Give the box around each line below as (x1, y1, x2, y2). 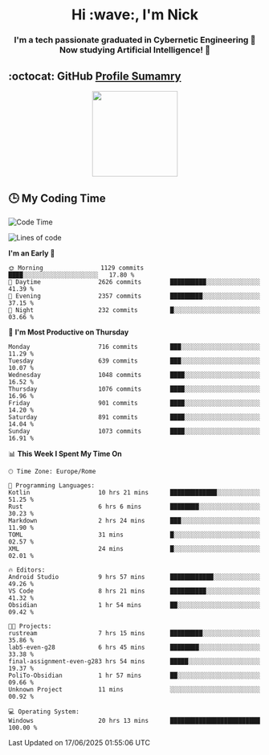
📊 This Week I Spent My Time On (8, 449, 122, 458)
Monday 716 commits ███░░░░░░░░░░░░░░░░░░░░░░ (8, 343, 261, 351)
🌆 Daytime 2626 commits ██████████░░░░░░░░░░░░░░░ (8, 277, 261, 286)
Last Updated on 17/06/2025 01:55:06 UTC (8, 737, 151, 747)
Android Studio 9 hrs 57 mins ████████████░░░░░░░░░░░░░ (8, 572, 261, 581)
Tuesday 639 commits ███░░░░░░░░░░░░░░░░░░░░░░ (8, 356, 261, 365)
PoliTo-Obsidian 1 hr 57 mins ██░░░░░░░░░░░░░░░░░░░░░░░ (8, 671, 261, 679)
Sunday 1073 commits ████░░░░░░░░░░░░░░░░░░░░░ (8, 427, 261, 435)
